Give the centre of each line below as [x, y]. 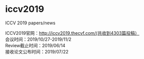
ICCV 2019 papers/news [30, 23]
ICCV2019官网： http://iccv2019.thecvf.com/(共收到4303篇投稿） [72, 33]
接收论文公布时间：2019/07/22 [37, 52]
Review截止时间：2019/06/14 [35, 45]
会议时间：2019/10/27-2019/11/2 [38, 39]
